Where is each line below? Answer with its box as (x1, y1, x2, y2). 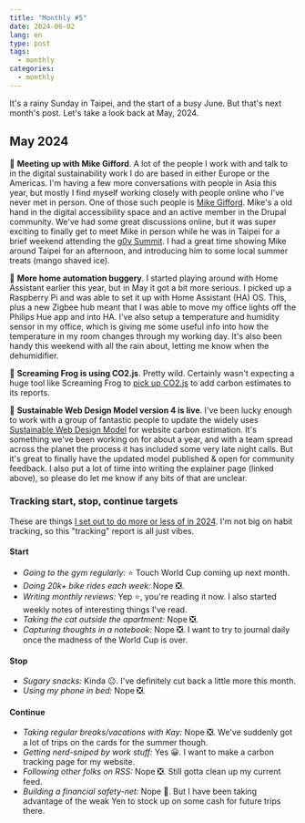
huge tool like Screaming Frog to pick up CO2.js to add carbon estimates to (9, 377, 291, 388)
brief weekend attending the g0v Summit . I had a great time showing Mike (9, 235, 287, 246)
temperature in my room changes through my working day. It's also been (9, 330, 282, 342)
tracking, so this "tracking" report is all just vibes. (9, 525, 194, 536)
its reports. (9, 386, 50, 397)
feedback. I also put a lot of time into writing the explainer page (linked (9, 462, 275, 474)
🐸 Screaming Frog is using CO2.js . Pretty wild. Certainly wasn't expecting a (9, 367, 295, 378)
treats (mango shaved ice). (9, 254, 111, 265)
